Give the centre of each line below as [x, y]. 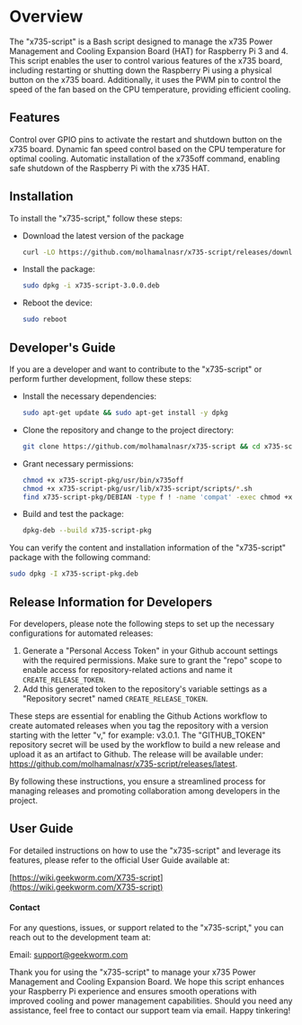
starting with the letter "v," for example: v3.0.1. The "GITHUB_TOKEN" [138, 735]
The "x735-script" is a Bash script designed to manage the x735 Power [141, 41]
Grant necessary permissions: [78, 463]
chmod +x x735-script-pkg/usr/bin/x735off [103, 480]
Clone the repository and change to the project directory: [128, 430]
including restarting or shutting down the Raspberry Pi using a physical [141, 70]
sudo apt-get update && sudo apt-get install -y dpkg [125, 413]
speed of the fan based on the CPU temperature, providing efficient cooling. [150, 89]
